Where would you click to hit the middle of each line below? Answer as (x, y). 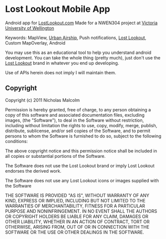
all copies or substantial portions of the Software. (55, 156)
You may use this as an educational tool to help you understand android (78, 52)
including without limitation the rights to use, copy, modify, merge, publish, (81, 125)
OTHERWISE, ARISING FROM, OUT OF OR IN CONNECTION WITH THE (77, 227)
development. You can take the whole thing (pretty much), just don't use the (83, 57)
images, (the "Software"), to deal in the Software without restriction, (75, 120)
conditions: (17, 141)
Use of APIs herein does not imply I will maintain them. (61, 72)
